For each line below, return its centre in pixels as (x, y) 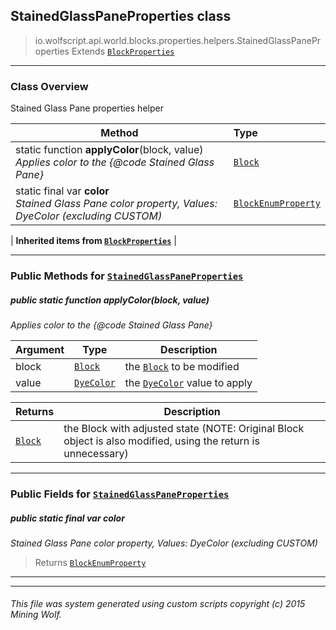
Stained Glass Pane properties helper (87, 108)
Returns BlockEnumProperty (90, 562)
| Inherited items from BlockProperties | (93, 241)
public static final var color (67, 518)
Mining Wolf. (36, 615)
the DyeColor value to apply (188, 382)
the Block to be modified (182, 366)
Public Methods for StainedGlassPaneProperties (127, 276)
